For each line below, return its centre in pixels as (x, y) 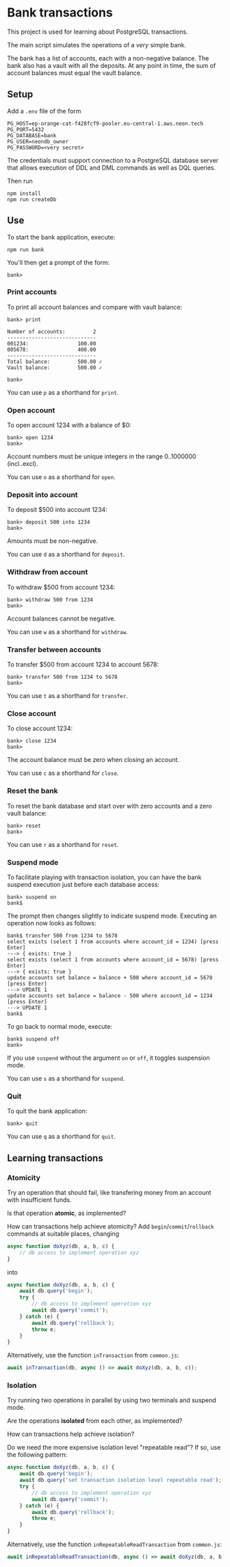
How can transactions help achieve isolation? (71, 1434)
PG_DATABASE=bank (32, 135)
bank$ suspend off (33, 1039)
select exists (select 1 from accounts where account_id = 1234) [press (113, 942)
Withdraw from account (48, 572)
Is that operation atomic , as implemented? (67, 1213)
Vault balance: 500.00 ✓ (55, 368)
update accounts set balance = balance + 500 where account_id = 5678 (110, 977)
